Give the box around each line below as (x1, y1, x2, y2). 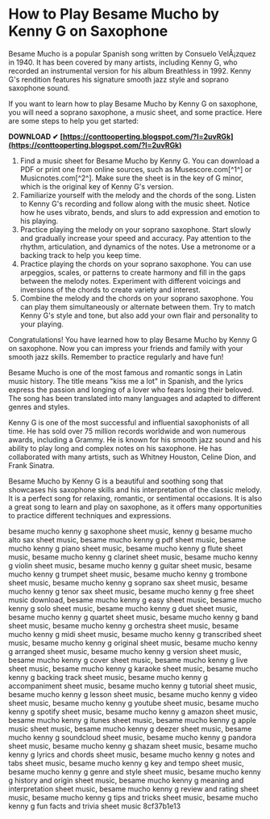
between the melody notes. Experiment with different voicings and (19, 276, 241, 285)
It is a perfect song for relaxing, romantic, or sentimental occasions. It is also (8, 493, 263, 503)
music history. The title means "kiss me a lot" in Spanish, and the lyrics (8, 376, 244, 386)
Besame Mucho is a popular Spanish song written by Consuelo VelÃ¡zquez (8, 49, 256, 58)
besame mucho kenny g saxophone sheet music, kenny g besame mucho (8, 526, 252, 536)
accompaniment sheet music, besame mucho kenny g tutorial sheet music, (8, 681, 258, 690)
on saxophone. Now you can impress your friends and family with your (8, 343, 243, 353)
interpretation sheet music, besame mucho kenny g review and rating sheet (8, 783, 260, 793)
